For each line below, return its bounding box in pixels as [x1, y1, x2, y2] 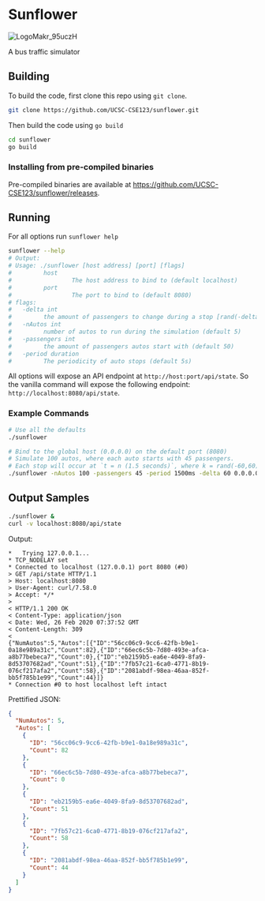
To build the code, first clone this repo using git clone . [8, 91, 188, 100]
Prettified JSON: [8, 694, 62, 704]
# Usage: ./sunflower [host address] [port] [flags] [8, 262, 185, 270]
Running [8, 211, 51, 224]
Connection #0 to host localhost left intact [15, 681, 168, 689]
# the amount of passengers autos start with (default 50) [8, 342, 235, 351]
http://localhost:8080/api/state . [8, 389, 120, 398]
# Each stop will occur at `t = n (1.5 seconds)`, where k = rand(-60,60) [8, 462, 259, 471]
